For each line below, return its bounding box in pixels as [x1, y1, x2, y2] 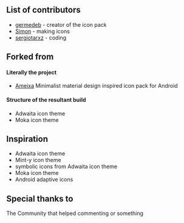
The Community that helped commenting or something [6, 210, 144, 217]
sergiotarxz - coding [15, 34, 67, 41]
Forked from [6, 52, 54, 62]
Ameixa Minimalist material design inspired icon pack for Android [15, 82, 178, 90]
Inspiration [6, 134, 49, 144]
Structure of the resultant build [6, 96, 86, 103]
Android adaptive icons [15, 176, 73, 183]
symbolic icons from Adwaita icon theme [15, 163, 118, 170]
